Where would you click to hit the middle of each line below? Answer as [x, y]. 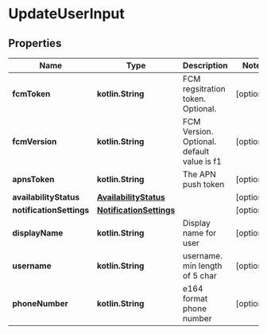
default [195, 151]
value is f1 [202, 161]
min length [202, 266]
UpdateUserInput [67, 14]
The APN [199, 174]
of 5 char [199, 276]
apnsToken [33, 179]
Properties [35, 43]
